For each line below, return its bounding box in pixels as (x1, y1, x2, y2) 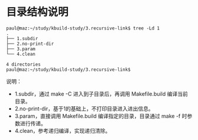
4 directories (6, 61, 41, 67)
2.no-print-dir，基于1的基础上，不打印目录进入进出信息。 (14, 105, 154, 112)
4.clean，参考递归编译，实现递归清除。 (14, 127, 111, 134)
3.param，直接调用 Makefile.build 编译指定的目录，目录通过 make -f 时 (14, 112, 187, 119)
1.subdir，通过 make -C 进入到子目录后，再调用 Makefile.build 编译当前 (14, 90, 188, 97)
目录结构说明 (6, 5, 69, 19)
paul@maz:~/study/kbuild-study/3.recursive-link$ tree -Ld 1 (6, 25, 160, 31)
